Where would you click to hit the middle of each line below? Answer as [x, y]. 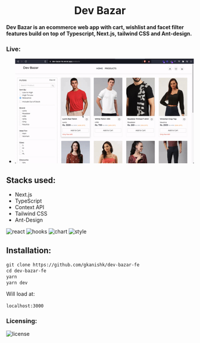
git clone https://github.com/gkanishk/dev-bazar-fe [73, 265]
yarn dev [17, 283]
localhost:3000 [25, 306]
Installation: [29, 250]
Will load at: [21, 293]
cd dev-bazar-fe [26, 271]
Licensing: [22, 321]
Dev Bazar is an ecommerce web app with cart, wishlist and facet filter [95, 27]
